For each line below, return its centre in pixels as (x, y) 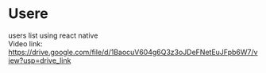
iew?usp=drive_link (40, 60)
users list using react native (53, 35)
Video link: (25, 43)
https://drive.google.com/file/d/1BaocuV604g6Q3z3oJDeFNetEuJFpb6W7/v (133, 52)
